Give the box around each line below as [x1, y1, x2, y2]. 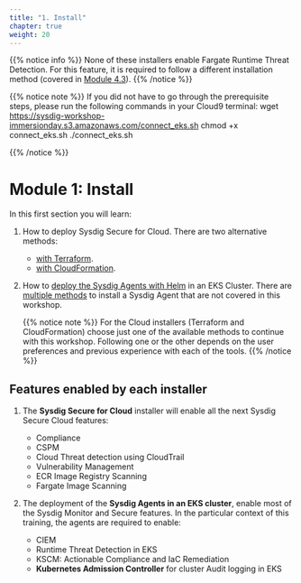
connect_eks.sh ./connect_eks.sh [9, 130, 133, 141]
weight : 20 [9, 30, 50, 39]
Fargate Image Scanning [35, 480, 127, 492]
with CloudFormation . [35, 263, 116, 273]
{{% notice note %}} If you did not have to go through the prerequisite [9, 91, 269, 102]
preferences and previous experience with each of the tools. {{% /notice [22, 346, 292, 356]
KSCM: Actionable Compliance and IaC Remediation [35, 554, 230, 565]
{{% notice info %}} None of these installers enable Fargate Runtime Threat [9, 55, 290, 66]
